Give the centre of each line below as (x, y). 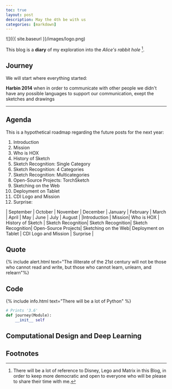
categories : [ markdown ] (31, 24)
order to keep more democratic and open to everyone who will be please (90, 376)
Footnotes (22, 353)
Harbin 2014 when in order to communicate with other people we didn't (81, 88)
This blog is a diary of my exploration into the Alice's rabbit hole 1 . (75, 49)
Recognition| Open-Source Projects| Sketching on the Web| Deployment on (85, 228)
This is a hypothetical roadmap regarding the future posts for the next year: (85, 132)
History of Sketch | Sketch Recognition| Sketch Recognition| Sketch (77, 223)
